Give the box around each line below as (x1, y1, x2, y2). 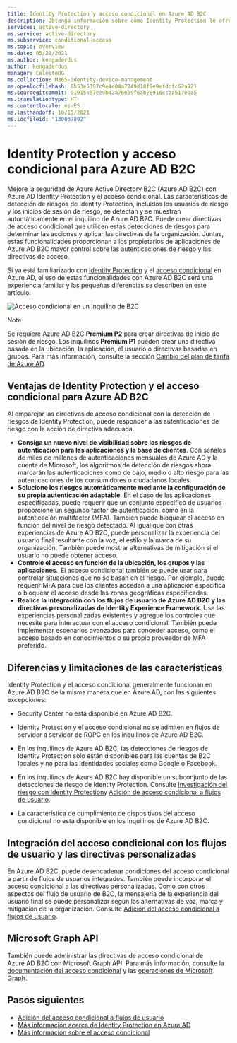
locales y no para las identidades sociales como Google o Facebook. (17, 759, 217, 768)
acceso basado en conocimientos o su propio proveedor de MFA (17, 634, 206, 642)
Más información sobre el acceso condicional (17, 1028, 150, 1037)
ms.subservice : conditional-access (7, 37, 112, 44)
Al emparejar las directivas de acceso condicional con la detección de (7, 409, 211, 418)
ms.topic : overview (7, 43, 65, 50)
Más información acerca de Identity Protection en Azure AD (17, 1020, 191, 1029)
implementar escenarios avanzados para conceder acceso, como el (17, 627, 215, 635)
